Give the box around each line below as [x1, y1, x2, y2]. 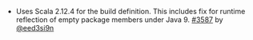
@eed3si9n [15, 24, 54, 32]
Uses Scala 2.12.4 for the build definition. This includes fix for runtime [15, 7, 246, 16]
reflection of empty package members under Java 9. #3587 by [15, 15, 223, 24]
